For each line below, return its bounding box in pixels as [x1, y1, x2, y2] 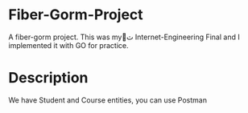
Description [8, 69, 89, 87]
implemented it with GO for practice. [8, 40, 129, 50]
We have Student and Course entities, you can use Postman [8, 95, 208, 105]
